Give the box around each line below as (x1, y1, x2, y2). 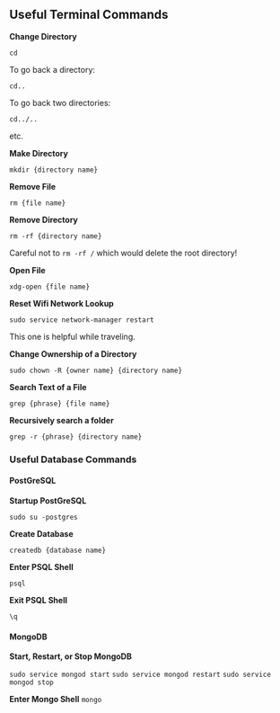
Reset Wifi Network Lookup (9, 298, 114, 308)
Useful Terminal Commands (9, 7, 169, 22)
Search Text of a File (9, 381, 87, 392)
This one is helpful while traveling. (9, 331, 136, 342)
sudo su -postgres (9, 512, 78, 521)
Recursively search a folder (9, 414, 114, 425)
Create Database (9, 528, 74, 539)
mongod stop (9, 678, 54, 687)
